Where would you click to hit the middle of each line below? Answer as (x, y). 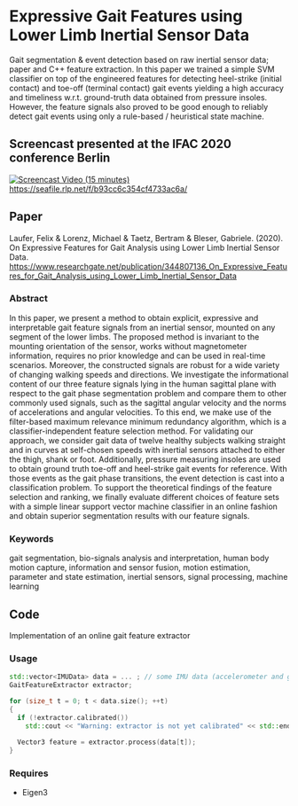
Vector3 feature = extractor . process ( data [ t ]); (107, 742)
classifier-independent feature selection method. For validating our (131, 431)
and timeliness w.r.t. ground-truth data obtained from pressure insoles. (138, 97)
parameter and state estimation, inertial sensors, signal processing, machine (149, 577)
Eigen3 (35, 793)
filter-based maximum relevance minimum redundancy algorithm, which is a (148, 421)
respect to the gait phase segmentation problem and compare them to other (148, 393)
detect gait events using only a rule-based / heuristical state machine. (137, 116)
